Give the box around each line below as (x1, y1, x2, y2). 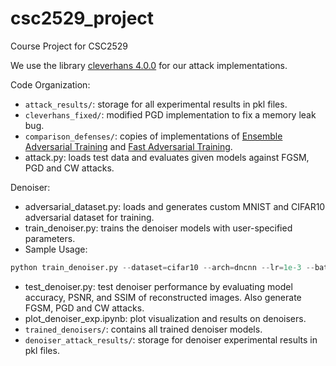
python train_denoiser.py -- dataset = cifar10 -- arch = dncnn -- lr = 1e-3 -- (10, 262, 315, 272)
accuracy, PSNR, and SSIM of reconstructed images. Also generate (24, 291, 302, 303)
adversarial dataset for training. (24, 211, 155, 223)
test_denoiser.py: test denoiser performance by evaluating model (24, 280, 293, 292)
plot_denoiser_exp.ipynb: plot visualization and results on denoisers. (24, 312, 307, 324)
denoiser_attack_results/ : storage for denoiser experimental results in (24, 333, 318, 346)
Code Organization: (10, 78, 91, 91)
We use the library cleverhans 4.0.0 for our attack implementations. (10, 59, 288, 71)
